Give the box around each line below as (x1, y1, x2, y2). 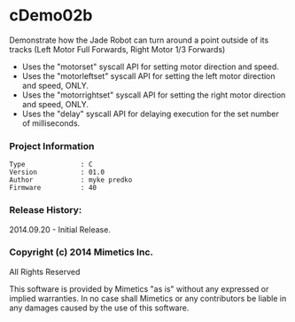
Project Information (9, 139, 95, 152)
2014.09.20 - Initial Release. (9, 224, 111, 235)
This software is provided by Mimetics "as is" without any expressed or (9, 283, 269, 294)
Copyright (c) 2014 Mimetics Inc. (9, 246, 153, 258)
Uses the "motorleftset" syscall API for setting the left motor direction (21, 70, 276, 81)
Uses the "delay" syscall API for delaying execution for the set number (21, 108, 279, 119)
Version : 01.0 (9, 168, 105, 177)
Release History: (9, 204, 82, 216)
